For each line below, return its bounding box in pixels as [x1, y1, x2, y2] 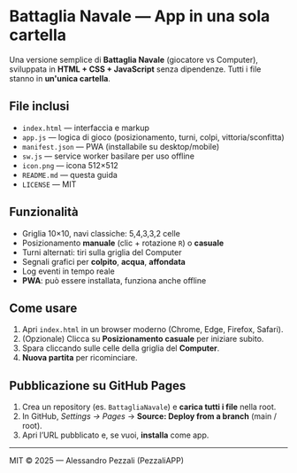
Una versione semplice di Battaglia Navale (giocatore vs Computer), [9, 54, 259, 65]
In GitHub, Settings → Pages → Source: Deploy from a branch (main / [21, 411, 277, 422]
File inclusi [9, 99, 70, 114]
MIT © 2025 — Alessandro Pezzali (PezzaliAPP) [9, 455, 184, 466]
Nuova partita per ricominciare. [21, 353, 139, 363]
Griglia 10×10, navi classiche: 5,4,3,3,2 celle [21, 228, 181, 238]
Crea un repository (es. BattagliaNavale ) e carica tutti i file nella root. [21, 401, 277, 413]
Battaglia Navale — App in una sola [9, 6, 270, 27]
